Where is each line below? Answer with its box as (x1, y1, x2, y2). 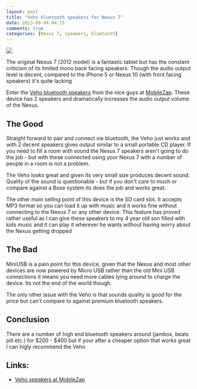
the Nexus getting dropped (6, 227, 72, 234)
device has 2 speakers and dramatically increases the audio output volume (6, 95, 189, 102)
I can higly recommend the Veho (6, 343, 86, 350)
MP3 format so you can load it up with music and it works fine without (6, 202, 177, 209)
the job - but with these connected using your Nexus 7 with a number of (6, 153, 182, 161)
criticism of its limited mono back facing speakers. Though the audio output (6, 65, 191, 72)
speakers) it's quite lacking (6, 77, 72, 85)
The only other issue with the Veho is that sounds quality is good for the (6, 291, 182, 298)
